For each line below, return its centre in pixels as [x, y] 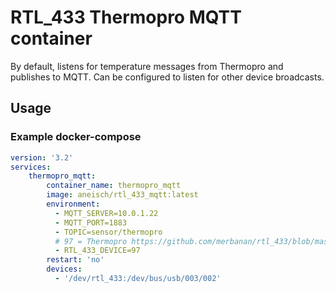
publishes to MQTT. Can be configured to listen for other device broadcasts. [167, 77]
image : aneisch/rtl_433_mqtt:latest [122, 195]
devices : [64, 269]
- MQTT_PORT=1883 [91, 222]
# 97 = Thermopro [91, 241]
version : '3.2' [42, 157]
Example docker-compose [76, 137]
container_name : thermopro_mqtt [114, 186]
